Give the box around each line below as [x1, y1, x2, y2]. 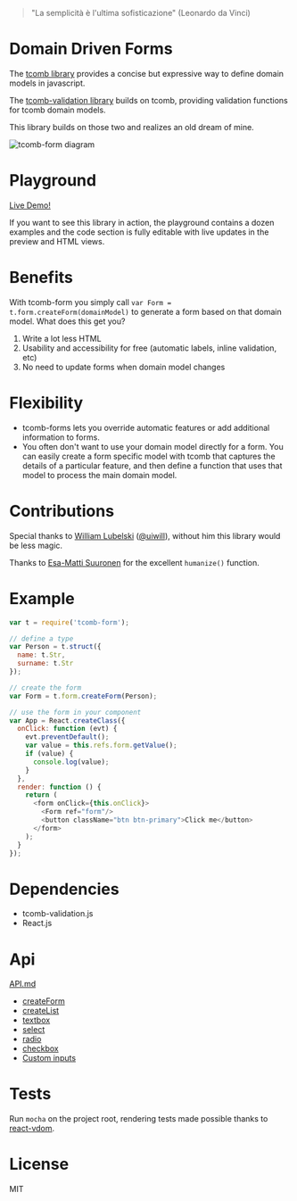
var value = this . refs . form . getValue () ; [25, 741, 177, 750]
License [9, 1155, 70, 1174]
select [21, 1024, 45, 1035]
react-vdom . [9, 1123, 55, 1134]
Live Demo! [9, 200, 51, 211]
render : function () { [17, 783, 102, 791]
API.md [9, 979, 37, 990]
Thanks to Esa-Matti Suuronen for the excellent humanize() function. [9, 557, 260, 567]
